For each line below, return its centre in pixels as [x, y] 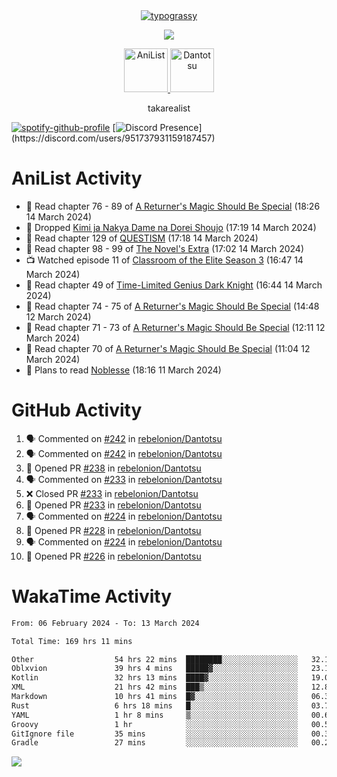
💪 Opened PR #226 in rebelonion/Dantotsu [113, 556]
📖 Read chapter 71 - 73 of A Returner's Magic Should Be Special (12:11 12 [175, 327]
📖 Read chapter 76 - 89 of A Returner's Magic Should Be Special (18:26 [173, 206]
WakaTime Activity [92, 596]
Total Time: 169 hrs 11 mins [72, 641]
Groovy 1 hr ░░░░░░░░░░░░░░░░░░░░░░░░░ [155, 724]
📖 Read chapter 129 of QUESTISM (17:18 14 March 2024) [142, 238]
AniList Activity [77, 178]
